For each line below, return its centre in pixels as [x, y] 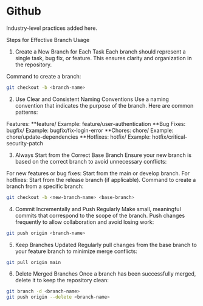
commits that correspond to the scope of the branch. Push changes [100, 215]
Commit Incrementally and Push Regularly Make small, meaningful [98, 209]
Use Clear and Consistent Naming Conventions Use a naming [92, 99]
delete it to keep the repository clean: [62, 280]
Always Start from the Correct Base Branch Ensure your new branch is [103, 155]
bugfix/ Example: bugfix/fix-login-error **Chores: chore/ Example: [90, 130]
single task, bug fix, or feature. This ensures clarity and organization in [103, 58]
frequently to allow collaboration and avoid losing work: [84, 222]
